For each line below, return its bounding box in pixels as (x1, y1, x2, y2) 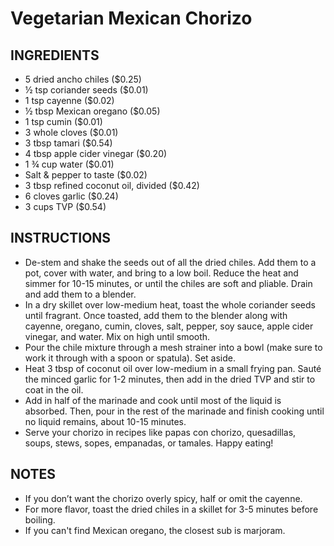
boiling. (24, 513, 56, 526)
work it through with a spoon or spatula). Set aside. (24, 352, 237, 364)
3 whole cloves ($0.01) (24, 127, 119, 138)
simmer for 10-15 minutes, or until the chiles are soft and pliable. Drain (24, 277, 313, 289)
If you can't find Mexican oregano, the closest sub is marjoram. (24, 524, 286, 536)
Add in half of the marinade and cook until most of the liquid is (24, 394, 282, 406)
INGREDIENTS (10, 47, 100, 64)
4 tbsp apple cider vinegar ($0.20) (24, 148, 168, 159)
